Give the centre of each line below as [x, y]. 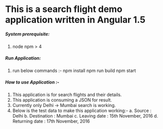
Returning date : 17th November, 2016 [51, 121]
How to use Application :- [32, 82]
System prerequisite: [27, 34]
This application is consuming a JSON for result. [62, 100]
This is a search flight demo [64, 9]
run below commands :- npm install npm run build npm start [74, 70]
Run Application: [23, 58]
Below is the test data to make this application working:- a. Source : [82, 110]
